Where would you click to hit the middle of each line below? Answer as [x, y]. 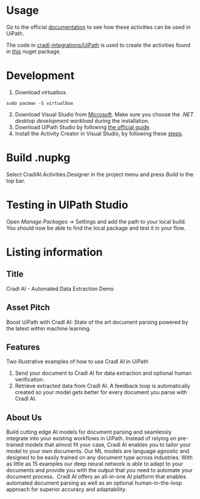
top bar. [16, 181]
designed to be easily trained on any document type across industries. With [99, 458]
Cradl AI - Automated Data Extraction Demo [60, 288]
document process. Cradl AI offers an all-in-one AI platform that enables [96, 477]
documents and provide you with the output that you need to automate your [99, 470]
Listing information [54, 252]
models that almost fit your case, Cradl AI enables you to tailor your [108, 445]
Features [23, 347]
